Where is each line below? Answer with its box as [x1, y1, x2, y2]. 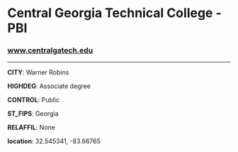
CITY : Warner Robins [7, 68, 69, 77]
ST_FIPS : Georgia [7, 109, 59, 118]
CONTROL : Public [7, 96, 60, 104]
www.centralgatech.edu [7, 45, 93, 55]
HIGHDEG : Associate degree [7, 82, 91, 90]
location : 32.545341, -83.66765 [7, 137, 101, 146]
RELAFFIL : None [7, 123, 55, 132]
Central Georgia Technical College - [7, 5, 222, 21]
